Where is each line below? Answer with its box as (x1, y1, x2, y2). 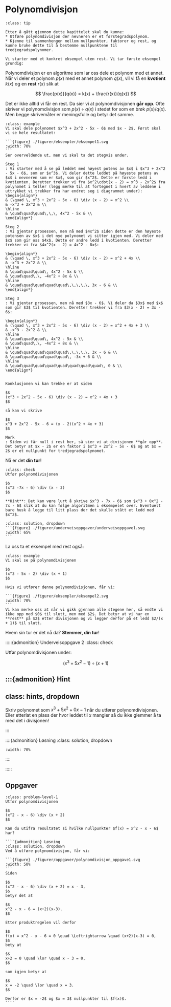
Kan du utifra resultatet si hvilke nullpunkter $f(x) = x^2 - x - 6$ (5, 826, 159, 831)
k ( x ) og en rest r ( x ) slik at (5, 80, 59, 87)
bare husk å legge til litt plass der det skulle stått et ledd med (5, 507, 154, 512)
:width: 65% (5, 530, 31, 535)
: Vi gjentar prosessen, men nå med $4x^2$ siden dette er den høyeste (5, 229, 161, 234)
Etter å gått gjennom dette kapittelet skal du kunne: (5, 29, 125, 34)
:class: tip (5, 20, 31, 26)
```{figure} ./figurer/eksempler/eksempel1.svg (5, 139, 109, 144)
